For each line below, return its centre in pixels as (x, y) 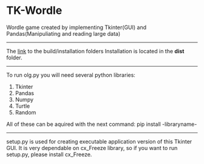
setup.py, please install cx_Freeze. (49, 154)
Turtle (22, 106)
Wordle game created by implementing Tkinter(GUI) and (76, 27)
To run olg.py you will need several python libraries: (71, 75)
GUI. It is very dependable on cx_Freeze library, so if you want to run (92, 148)
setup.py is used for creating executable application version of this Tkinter (99, 141)
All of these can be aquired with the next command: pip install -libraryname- (102, 124)
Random (25, 112)
